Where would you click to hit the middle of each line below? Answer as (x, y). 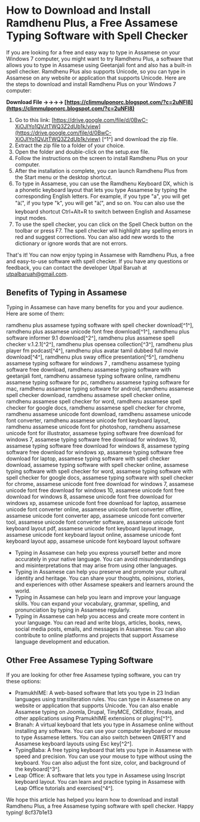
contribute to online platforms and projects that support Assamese (96, 635)
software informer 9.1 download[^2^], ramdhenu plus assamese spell (90, 338)
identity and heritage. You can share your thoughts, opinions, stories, (100, 578)
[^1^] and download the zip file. (140, 139)
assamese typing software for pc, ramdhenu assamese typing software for (98, 382)
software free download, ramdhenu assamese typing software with (89, 369)
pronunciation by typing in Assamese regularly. (73, 610)
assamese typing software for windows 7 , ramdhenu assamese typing (93, 363)
